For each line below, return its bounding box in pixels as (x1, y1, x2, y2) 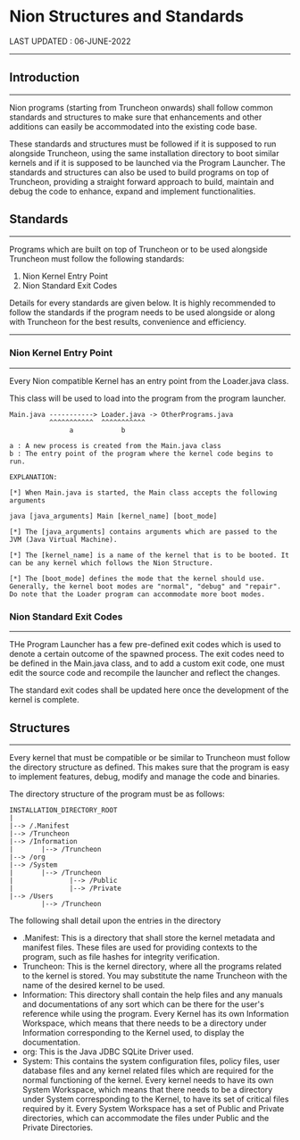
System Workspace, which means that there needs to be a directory (21, 1084, 273, 1094)
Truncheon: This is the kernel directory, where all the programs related (21, 961, 282, 971)
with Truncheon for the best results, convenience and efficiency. (9, 316, 247, 327)
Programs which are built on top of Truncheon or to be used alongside (9, 244, 268, 254)
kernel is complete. (9, 695, 79, 705)
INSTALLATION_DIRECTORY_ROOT (9, 805, 118, 814)
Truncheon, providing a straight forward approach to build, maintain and (9, 176, 275, 187)
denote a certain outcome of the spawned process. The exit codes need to (9, 649, 285, 660)
